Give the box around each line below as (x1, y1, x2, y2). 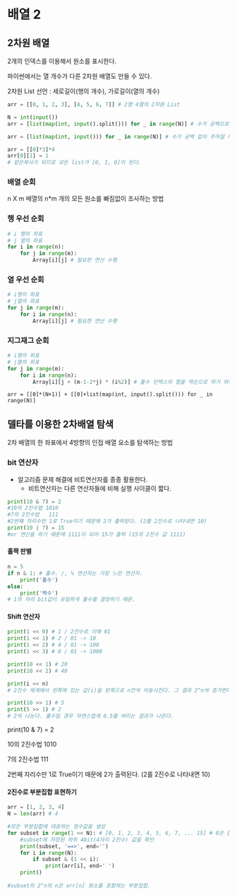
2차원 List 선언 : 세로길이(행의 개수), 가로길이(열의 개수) (7, 87, 160, 95)
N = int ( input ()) (7, 114, 59, 121)
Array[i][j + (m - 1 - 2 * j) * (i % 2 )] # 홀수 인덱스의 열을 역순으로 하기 (32, 378, 221, 385)
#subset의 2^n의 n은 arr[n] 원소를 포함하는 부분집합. (7, 882, 151, 889)
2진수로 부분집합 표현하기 (7, 788, 78, 796)
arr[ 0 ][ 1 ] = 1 (7, 153, 49, 160)
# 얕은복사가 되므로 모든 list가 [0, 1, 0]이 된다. (7, 159, 142, 166)
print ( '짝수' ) (20, 590, 59, 597)
